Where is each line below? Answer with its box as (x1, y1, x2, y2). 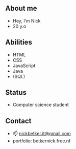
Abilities (5, 38, 32, 47)
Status (5, 88, 27, 97)
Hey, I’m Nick (12, 17, 41, 24)
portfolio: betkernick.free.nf (12, 138, 71, 144)
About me (5, 4, 37, 13)
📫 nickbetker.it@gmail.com (12, 131, 71, 137)
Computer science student (12, 102, 69, 108)
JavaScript (12, 62, 36, 69)
